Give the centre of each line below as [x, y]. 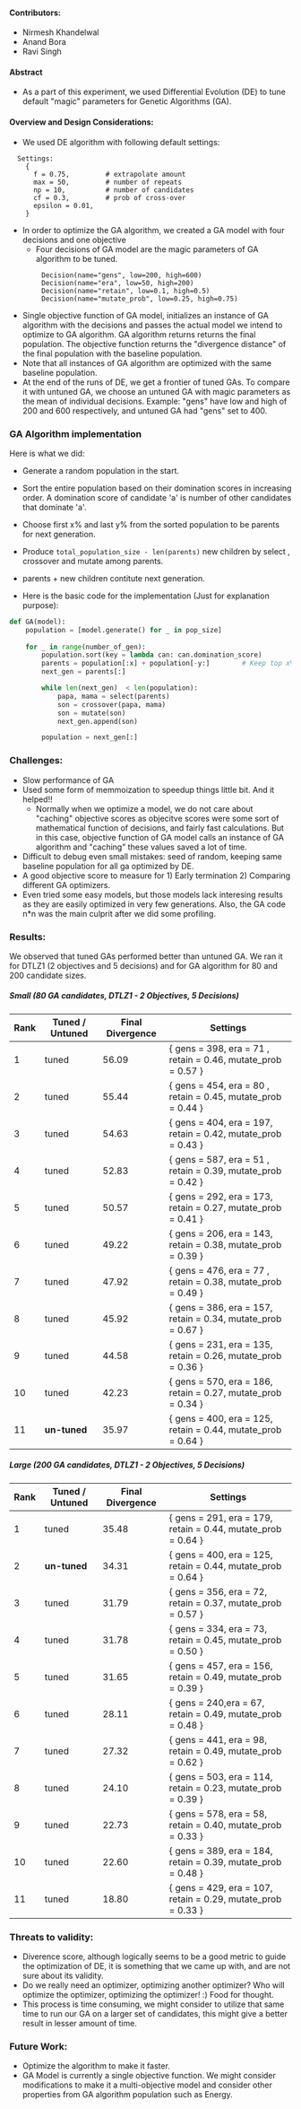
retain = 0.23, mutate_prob [225, 1788]
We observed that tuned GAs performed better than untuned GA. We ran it [146, 956]
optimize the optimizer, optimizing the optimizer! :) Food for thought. [148, 1995]
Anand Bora [44, 42]
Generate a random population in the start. [101, 470]
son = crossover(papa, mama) [112, 704]
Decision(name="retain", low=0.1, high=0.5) [126, 291]
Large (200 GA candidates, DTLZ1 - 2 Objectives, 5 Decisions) [127, 1465]
